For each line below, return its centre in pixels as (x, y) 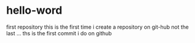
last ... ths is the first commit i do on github (59, 33)
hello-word (34, 10)
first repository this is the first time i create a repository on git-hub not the (97, 27)
